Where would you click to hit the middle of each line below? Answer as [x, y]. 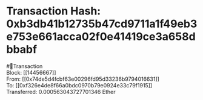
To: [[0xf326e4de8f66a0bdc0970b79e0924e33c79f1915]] [79, 85]
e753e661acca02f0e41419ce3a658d [101, 37]
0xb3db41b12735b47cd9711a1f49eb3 [102, 24]
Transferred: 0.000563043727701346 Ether [61, 92]
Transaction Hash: [54, 11]
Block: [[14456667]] [31, 72]
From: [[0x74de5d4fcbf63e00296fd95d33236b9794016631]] [83, 79]
